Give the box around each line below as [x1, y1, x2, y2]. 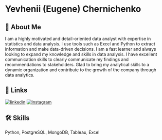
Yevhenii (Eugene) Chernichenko [5, 3, 141, 15]
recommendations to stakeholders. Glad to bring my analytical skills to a [5, 62, 149, 67]
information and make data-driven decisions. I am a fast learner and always [5, 46, 157, 52]
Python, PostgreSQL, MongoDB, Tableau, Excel [5, 129, 100, 135]
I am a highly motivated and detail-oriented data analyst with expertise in [5, 36, 151, 41]
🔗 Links [5, 86, 28, 95]
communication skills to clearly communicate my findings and [5, 57, 129, 62]
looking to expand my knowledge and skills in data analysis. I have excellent [5, 51, 157, 57]
